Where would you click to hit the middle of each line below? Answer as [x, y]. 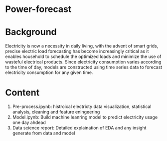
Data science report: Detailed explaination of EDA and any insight [79, 128]
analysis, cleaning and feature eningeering [56, 112]
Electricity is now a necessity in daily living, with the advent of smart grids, [82, 46]
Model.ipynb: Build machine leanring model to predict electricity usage [85, 117]
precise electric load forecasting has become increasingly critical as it [77, 51]
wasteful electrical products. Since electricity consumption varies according [83, 62]
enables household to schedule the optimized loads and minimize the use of [83, 56]
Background [31, 32]
